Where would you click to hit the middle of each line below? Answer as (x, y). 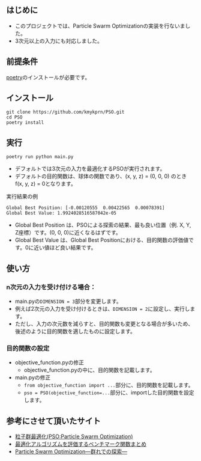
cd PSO (14, 118)
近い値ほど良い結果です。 (65, 248)
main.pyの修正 (33, 377)
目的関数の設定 (28, 348)
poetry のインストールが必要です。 (48, 77)
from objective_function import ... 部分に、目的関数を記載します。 (109, 385)
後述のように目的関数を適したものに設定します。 (75, 331)
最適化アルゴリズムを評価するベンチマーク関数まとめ (81, 444)
